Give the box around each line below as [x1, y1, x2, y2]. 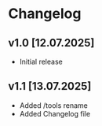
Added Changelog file [19, 109, 91, 118]
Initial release [19, 57, 63, 66]
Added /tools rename [19, 100, 89, 110]
